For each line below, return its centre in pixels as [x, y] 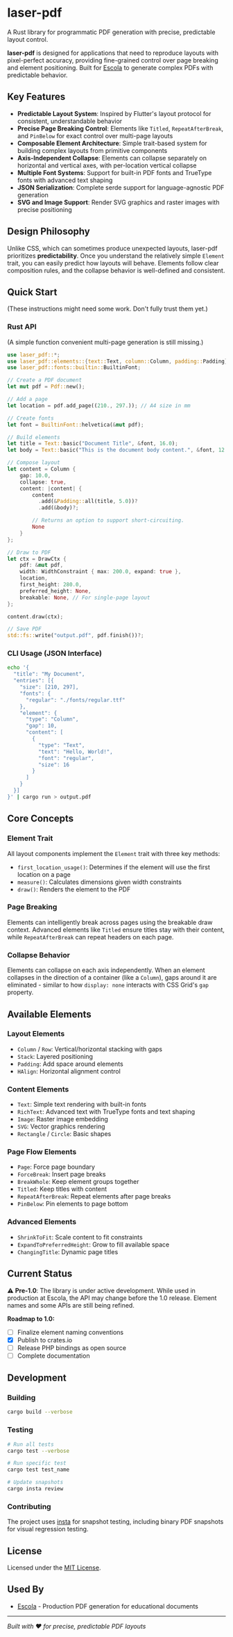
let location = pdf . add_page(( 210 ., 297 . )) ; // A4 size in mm [99, 405]
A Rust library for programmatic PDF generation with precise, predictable [111, 32]
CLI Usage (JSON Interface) [55, 653]
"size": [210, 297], [49, 687]
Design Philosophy [49, 232]
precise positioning [45, 209]
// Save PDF [24, 629]
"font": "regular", [66, 758]
